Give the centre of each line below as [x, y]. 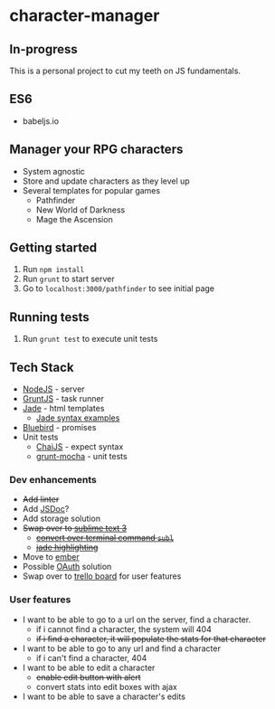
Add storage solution [62, 519]
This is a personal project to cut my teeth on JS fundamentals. [125, 71]
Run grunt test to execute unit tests [90, 339]
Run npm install [53, 269]
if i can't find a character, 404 [91, 657]
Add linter [41, 499]
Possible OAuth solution [67, 567]
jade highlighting [67, 547]
